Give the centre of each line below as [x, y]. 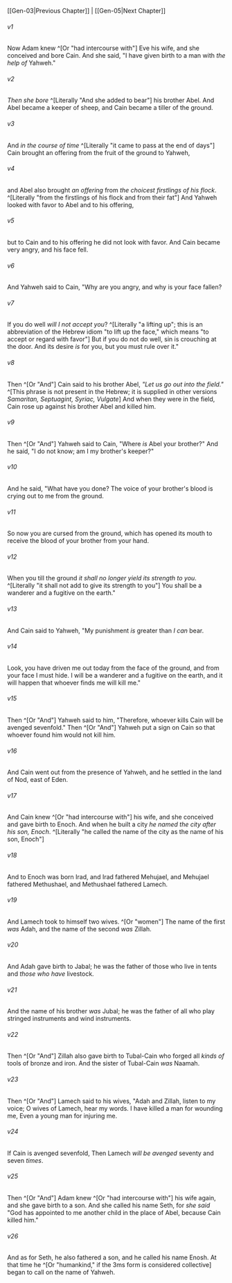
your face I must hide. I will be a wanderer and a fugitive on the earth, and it [115, 675]
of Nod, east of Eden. [38, 780]
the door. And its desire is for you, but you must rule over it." [93, 347]
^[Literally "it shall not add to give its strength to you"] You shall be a [105, 586]
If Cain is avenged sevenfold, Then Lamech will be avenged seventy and [111, 1153]
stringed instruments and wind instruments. [69, 1019]
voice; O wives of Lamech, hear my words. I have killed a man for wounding [115, 1108]
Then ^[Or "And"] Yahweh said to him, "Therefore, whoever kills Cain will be [115, 720]
